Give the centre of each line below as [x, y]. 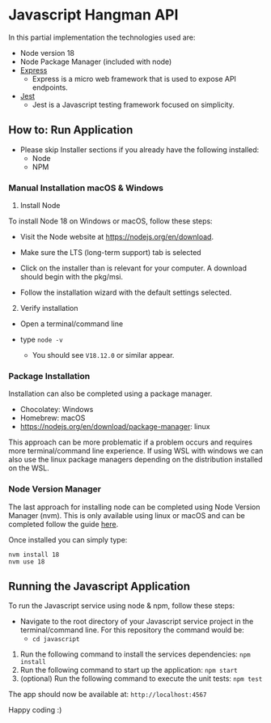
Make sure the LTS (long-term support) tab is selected [110, 253]
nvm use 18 [27, 561]
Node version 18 [47, 53]
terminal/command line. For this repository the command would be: [132, 630]
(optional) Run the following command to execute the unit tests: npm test [141, 678]
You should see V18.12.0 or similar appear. [103, 355]
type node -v [41, 340]
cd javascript [56, 640]
